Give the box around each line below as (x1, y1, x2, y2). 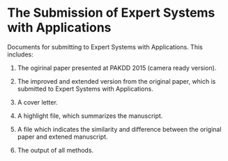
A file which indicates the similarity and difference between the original (17, 125, 222, 133)
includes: (7, 50, 33, 59)
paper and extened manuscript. (17, 132, 108, 141)
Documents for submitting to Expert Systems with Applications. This (7, 43, 204, 51)
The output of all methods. (17, 146, 94, 154)
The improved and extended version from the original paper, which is (17, 77, 216, 85)
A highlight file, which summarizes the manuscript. (17, 112, 163, 120)
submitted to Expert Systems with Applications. (17, 84, 153, 93)
